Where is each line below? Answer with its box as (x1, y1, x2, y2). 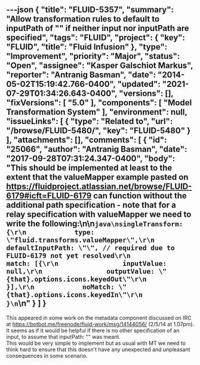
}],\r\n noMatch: (6, 283, 115, 291)
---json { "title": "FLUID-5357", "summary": (6, 5, 174, 15)
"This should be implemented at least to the (6, 163, 173, 173)
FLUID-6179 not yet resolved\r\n (6, 251, 131, 260)
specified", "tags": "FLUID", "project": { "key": (6, 33, 185, 43)
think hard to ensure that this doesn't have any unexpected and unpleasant (6, 345, 190, 353)
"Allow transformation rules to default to (6, 14, 160, 24)
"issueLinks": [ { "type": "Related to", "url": (6, 116, 173, 127)
